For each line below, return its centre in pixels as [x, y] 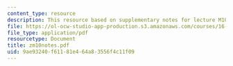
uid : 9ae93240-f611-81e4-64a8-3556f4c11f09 [71, 52]
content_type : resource [42, 13]
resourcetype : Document [42, 39]
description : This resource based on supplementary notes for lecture [111, 20]
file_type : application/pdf [48, 33]
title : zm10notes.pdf [38, 45]
